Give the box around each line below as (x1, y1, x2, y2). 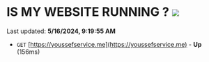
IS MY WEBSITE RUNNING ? (6, 4, 170, 20)
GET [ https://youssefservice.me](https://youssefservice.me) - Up (16, 40, 202, 48)
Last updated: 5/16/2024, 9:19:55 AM (6, 27, 116, 35)
